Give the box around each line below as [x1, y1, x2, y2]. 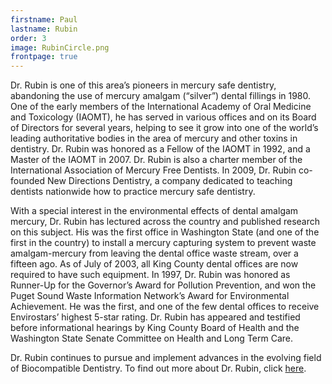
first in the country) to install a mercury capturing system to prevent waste [10, 237, 317, 249]
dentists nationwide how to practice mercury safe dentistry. [10, 186, 256, 198]
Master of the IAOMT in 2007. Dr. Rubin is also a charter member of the [10, 154, 303, 166]
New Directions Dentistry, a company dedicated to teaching [46, 175, 293, 187]
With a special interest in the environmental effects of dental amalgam [10, 205, 299, 217]
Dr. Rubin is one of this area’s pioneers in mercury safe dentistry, [10, 79, 277, 91]
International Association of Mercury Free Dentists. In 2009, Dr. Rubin [10, 164, 297, 176]
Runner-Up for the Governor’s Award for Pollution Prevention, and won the [10, 279, 317, 291]
